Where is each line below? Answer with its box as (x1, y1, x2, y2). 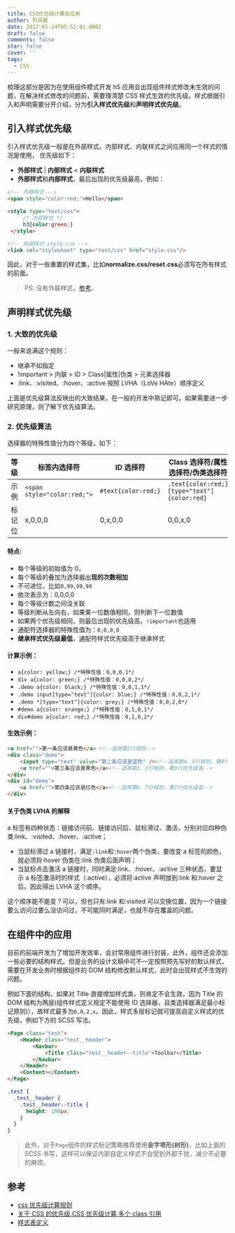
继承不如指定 (17, 362, 55, 370)
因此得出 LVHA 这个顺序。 (29, 883, 105, 891)
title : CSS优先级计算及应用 (7, 10, 80, 18)
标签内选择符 (37, 463, 80, 472)
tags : (7, 56, 23, 63)
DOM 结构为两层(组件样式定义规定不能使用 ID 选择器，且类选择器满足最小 (7, 998, 220, 1007)
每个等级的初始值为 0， (17, 564, 85, 572)
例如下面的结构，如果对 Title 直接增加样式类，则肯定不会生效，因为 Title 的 (7, 990, 223, 998)
